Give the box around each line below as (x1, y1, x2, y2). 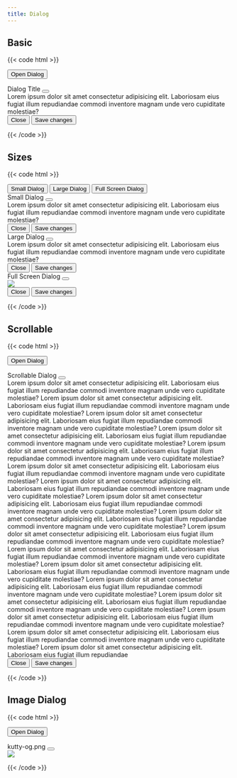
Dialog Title (7, 85, 41, 93)
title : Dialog (7, 10, 50, 18)
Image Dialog (7, 694, 67, 706)
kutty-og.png (7, 742, 46, 750)
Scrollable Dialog (7, 371, 57, 380)
